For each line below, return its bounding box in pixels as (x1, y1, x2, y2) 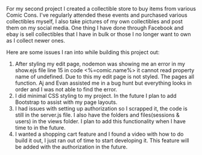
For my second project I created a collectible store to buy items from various (6, 5, 196, 12)
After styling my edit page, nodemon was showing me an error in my (14, 60, 186, 67)
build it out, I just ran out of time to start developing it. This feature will (14, 137, 189, 144)
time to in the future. (14, 124, 66, 131)
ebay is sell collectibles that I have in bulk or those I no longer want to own (6, 31, 191, 38)
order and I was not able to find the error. (14, 86, 118, 93)
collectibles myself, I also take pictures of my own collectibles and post (6, 18, 183, 25)
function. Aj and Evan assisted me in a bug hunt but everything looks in (14, 79, 192, 87)
